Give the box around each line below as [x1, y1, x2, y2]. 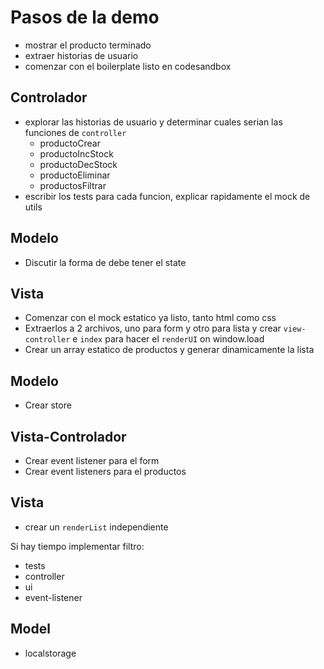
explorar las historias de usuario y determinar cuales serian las [24, 116, 283, 128]
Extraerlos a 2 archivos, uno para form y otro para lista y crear [24, 322, 282, 335]
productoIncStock [39, 147, 114, 160]
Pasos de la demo [10, 6, 160, 29]
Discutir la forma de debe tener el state [24, 256, 187, 268]
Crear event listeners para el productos [24, 466, 187, 477]
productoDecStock [39, 158, 118, 170]
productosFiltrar [39, 179, 107, 191]
